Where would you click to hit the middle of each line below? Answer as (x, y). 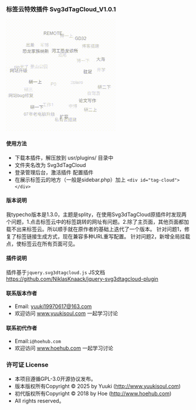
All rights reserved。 (39, 401)
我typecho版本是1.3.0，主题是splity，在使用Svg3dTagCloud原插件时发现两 (96, 214)
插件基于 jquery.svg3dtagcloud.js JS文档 (56, 272)
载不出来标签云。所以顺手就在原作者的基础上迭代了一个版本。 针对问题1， (95, 229)
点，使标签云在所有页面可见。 (42, 244)
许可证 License (27, 365)
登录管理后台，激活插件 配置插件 (54, 172)
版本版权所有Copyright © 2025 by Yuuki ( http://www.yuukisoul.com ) (97, 386)
